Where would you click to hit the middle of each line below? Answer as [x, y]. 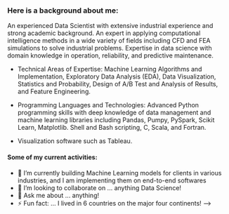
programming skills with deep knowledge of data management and [114, 113]
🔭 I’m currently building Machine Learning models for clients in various [119, 173]
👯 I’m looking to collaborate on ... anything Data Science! [99, 187]
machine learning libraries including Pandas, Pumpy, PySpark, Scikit [116, 120]
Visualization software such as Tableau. [75, 141]
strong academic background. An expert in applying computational [104, 33]
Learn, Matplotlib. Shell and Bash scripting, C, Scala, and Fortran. [112, 128]
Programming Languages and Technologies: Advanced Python [108, 105]
